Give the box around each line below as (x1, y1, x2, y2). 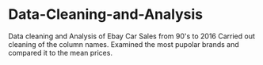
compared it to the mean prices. (8, 48, 113, 57)
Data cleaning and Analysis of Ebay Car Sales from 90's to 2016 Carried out (8, 31, 256, 41)
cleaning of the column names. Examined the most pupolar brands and (8, 39, 239, 49)
